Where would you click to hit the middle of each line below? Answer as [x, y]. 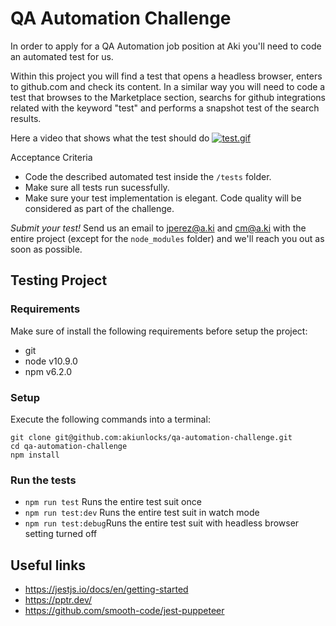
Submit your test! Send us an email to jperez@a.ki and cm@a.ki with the [158, 228]
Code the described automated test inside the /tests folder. [148, 176]
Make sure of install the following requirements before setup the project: [159, 331]
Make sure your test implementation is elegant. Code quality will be [163, 198]
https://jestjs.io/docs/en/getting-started [106, 589]
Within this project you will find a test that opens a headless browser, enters [166, 76]
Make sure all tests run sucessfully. [97, 187]
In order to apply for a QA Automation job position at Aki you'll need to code [166, 46]
